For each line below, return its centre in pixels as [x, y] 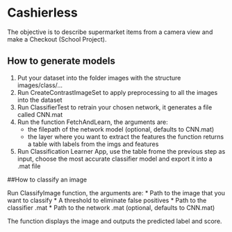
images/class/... [40, 85]
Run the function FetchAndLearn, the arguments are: [92, 122]
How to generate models [61, 61]
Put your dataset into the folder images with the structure [99, 78]
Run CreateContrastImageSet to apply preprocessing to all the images [117, 92]
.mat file [29, 166]
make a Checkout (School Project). [57, 39]
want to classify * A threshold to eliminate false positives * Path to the [107, 200]
